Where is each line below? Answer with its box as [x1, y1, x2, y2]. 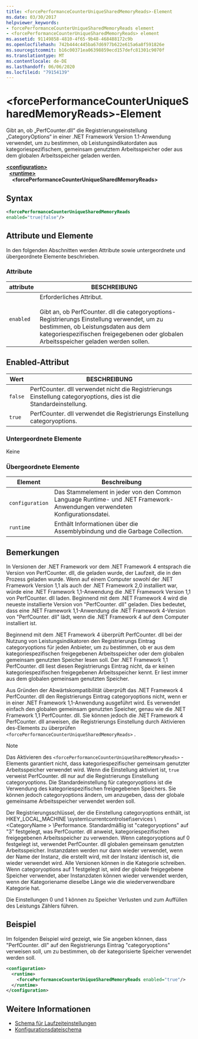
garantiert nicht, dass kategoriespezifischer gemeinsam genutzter [29, 760, 190, 767]
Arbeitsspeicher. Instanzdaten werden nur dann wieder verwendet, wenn [6, 847, 183, 854]
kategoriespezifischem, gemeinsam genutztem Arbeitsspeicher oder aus [6, 146, 183, 153]
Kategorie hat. [6, 884, 41, 892]
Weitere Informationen [6, 1004, 91, 1014]
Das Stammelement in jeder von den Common [54, 488, 181, 496]
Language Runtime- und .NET [54, 496, 137, 504]
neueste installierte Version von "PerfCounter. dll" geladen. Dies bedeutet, [6, 601, 186, 608]
